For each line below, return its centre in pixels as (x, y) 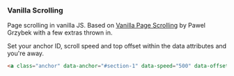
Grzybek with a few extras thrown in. (60, 32)
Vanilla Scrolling (36, 10)
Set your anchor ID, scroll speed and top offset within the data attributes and (117, 46)
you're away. (25, 53)
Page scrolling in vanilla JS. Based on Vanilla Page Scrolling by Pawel (107, 26)
